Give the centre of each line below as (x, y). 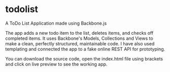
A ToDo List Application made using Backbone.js (56, 23)
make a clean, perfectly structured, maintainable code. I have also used (80, 43)
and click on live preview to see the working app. (56, 64)
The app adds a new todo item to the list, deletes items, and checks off (79, 33)
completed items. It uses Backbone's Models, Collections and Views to (79, 38)
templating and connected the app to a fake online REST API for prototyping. (85, 49)
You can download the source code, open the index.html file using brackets (84, 58)
